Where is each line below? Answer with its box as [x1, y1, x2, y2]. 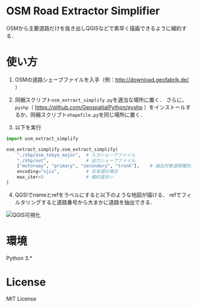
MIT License [6, 295, 37, 302]
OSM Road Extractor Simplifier [6, 4, 160, 18]
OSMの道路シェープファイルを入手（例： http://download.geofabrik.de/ [14, 76, 189, 83]
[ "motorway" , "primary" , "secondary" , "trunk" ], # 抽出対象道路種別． [17, 163, 195, 169]
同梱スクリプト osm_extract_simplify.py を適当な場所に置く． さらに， [14, 96, 187, 103]
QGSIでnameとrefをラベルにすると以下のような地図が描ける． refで [14, 191, 182, 198]
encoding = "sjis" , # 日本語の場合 [17, 169, 118, 175]
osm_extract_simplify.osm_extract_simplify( [6, 146, 118, 153]
